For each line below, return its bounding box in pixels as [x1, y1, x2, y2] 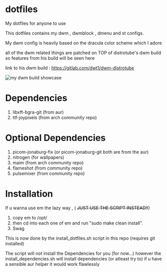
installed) [5, 240, 25, 246]
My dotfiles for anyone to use [5, 20, 66, 26]
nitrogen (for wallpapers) [12, 154, 64, 160]
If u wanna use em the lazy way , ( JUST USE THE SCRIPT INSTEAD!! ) [5, 205, 150, 211]
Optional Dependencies [5, 132, 106, 144]
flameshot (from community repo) [12, 165, 83, 171]
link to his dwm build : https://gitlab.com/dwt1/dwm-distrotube [5, 65, 134, 71]
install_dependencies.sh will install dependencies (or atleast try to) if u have [5, 255, 162, 261]
